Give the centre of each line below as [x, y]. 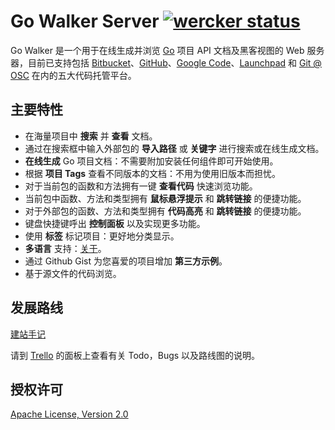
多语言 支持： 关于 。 [65, 248]
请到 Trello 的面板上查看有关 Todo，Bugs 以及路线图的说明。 [135, 355]
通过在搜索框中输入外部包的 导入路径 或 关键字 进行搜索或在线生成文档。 [174, 148]
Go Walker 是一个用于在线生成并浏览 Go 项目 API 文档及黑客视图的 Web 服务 [167, 50]
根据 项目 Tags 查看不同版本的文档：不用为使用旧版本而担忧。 [153, 173]
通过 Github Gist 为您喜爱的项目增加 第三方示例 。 [126, 261]
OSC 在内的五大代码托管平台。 [73, 75]
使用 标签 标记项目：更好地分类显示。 [102, 236]
